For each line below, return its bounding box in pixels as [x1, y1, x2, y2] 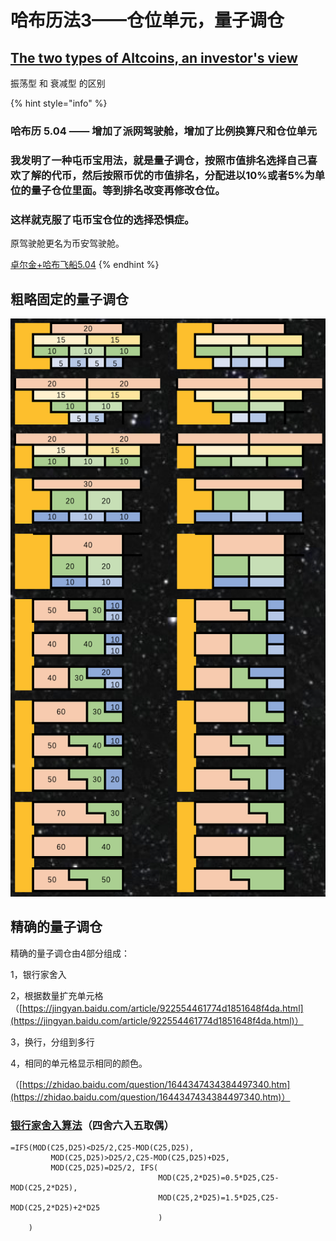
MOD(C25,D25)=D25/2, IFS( [50, 1162, 159, 1173]
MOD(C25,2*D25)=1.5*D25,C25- [158, 1192, 280, 1203]
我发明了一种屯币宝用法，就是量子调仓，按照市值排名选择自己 [10, 153, 308, 167]
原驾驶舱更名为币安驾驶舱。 [10, 237, 125, 250]
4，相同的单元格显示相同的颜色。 [10, 1057, 148, 1069]
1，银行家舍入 [10, 968, 67, 980]
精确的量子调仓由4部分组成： [10, 947, 131, 959]
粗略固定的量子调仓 [10, 291, 129, 308]
